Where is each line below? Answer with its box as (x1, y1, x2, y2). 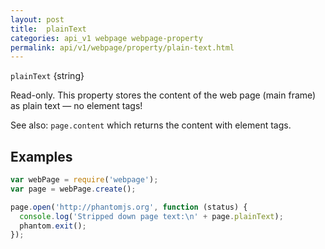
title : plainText (10, 24, 87, 34)
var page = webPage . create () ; (10, 184, 137, 194)
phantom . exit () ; (19, 221, 87, 231)
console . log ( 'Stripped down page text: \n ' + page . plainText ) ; (19, 211, 284, 221)
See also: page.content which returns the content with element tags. (10, 119, 292, 131)
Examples (10, 148, 73, 165)
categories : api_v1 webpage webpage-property (10, 33, 203, 43)
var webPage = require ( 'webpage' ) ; (10, 175, 159, 185)
